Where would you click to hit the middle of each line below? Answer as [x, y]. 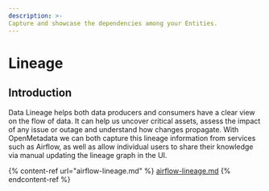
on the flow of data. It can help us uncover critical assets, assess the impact [134, 121]
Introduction [40, 93]
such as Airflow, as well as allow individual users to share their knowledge [131, 147]
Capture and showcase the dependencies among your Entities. [113, 23]
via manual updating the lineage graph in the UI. [88, 155]
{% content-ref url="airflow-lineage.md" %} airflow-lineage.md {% [120, 171]
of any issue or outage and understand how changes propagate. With [124, 129]
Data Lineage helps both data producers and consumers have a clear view [132, 112]
